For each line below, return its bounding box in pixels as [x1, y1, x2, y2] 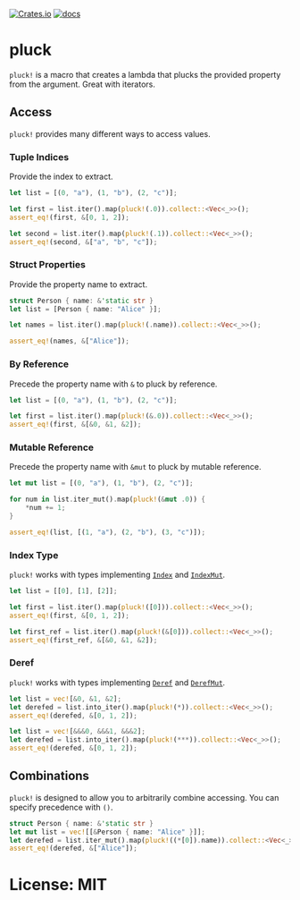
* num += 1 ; [25, 504, 66, 513]
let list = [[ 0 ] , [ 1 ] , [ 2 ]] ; [9, 587, 118, 596]
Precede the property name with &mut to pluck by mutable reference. [9, 462, 262, 472]
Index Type [9, 548, 59, 561]
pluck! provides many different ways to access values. [9, 128, 212, 139]
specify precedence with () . [9, 802, 113, 812]
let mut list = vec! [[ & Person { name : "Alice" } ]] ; [9, 828, 205, 836]
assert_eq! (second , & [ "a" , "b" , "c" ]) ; [9, 237, 158, 246]
